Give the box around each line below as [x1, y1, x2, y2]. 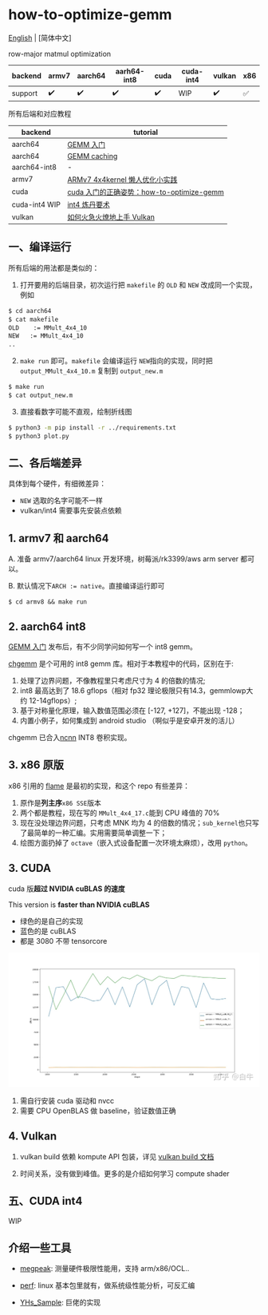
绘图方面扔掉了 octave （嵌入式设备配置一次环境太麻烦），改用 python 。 [19, 838, 253, 847]
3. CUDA [8, 861, 52, 875]
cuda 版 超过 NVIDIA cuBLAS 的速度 [8, 884, 125, 893]
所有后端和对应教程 [8, 109, 72, 119]
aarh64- [115, 66, 145, 77]
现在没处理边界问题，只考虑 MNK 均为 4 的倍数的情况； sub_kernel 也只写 [19, 818, 259, 827]
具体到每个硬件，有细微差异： [8, 479, 106, 489]
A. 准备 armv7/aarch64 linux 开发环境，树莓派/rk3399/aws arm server [8, 554, 239, 564]
